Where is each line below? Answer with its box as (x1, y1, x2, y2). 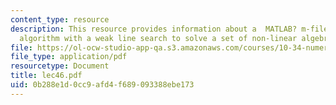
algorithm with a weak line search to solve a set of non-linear (19, 33, 298, 43)
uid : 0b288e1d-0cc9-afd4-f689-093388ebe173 (10, 80, 195, 90)
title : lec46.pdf (10, 71, 83, 81)
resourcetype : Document (10, 61, 110, 71)
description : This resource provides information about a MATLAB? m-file (10, 24, 329, 34)
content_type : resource (10, 14, 110, 25)
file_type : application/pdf (10, 52, 128, 62)
